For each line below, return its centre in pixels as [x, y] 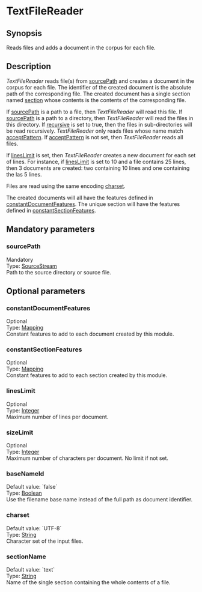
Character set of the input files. [45, 541]
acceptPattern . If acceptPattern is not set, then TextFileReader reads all [95, 137]
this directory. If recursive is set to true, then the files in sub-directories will [99, 124]
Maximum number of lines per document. [57, 417]
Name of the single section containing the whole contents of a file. [88, 582]
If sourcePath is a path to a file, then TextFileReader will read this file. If [94, 112]
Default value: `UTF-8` [34, 528]
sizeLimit [20, 432]
